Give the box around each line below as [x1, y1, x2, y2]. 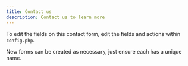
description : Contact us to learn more [6, 14, 105, 20]
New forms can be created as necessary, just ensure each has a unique [6, 48, 182, 55]
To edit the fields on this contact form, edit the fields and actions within [6, 30, 181, 37]
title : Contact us [6, 8, 52, 15]
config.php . [6, 37, 35, 44]
